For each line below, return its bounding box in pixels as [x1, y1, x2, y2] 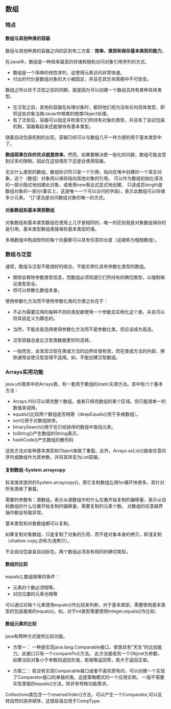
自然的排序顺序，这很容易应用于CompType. [9, 698, 101, 704]
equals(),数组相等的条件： [5, 573, 60, 579]
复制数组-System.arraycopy [5, 467, 66, 473]
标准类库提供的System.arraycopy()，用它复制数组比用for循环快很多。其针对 [5, 479, 165, 485]
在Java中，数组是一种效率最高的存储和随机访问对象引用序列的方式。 [5, 58, 150, 65]
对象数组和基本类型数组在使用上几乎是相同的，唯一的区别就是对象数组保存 [5, 219, 162, 226]
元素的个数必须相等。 [12, 584, 58, 591]
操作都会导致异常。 [5, 509, 46, 515]
